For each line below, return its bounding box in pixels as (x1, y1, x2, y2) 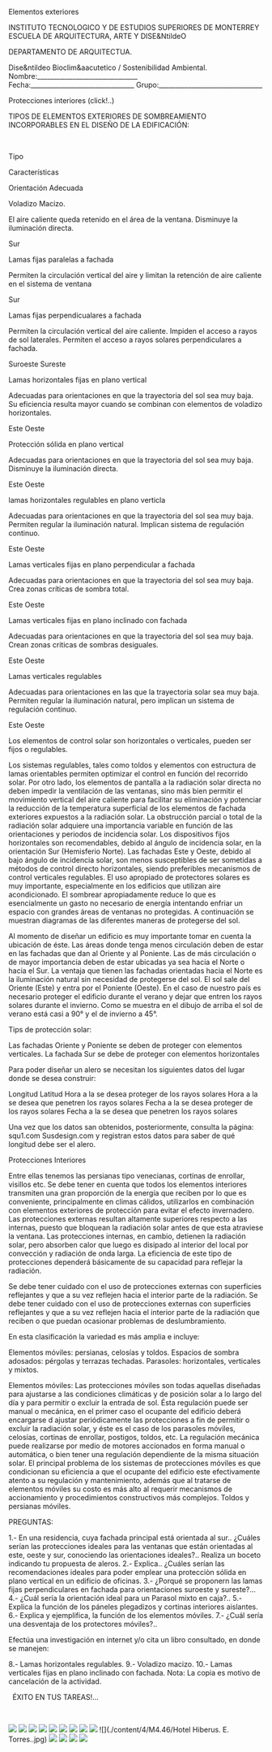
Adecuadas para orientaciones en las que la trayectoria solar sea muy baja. (8, 687, 260, 697)
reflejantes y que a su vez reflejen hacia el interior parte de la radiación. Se (8, 1291, 258, 1300)
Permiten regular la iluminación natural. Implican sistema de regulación (8, 520, 244, 529)
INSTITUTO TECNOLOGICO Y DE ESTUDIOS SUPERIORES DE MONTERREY (8, 23, 260, 32)
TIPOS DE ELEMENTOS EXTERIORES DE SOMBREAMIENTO (8, 111, 206, 121)
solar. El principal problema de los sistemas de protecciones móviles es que (8, 1458, 261, 1468)
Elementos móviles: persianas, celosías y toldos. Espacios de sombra (8, 1348, 240, 1357)
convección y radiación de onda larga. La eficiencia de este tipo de (8, 1248, 232, 1258)
